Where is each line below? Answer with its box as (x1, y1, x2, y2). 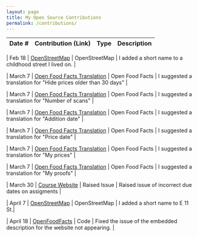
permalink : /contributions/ (6, 20, 78, 26)
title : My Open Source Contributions (6, 15, 102, 21)
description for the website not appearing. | (6, 224, 115, 232)
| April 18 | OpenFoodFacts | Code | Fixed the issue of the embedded (6, 218, 177, 225)
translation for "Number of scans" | (6, 97, 94, 105)
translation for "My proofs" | (6, 170, 77, 177)
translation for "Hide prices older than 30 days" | (6, 79, 128, 86)
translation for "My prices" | (6, 152, 76, 159)
